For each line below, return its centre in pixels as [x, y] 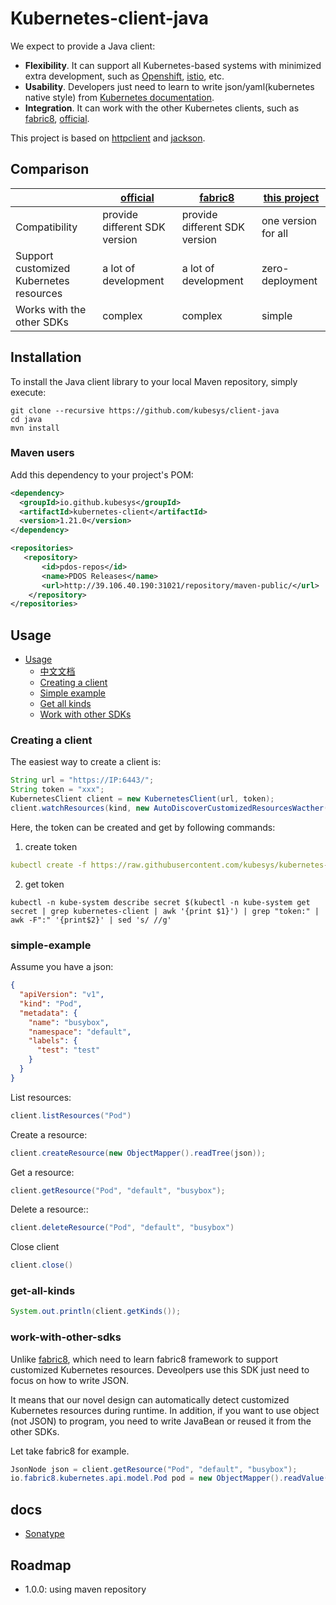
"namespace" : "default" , [80, 1032]
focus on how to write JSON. [70, 1380]
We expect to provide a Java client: [83, 46]
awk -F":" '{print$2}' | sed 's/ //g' [91, 920]
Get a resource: [42, 1172]
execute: [28, 392]
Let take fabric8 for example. [70, 1451]
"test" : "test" [68, 1050]
